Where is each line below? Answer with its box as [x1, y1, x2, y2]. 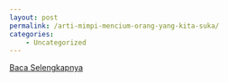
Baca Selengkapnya [9, 62, 84, 73]
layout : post [9, 12, 59, 22]
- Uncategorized [25, 37, 87, 47]
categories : [9, 29, 54, 38]
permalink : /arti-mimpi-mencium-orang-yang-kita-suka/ [9, 21, 220, 30]
